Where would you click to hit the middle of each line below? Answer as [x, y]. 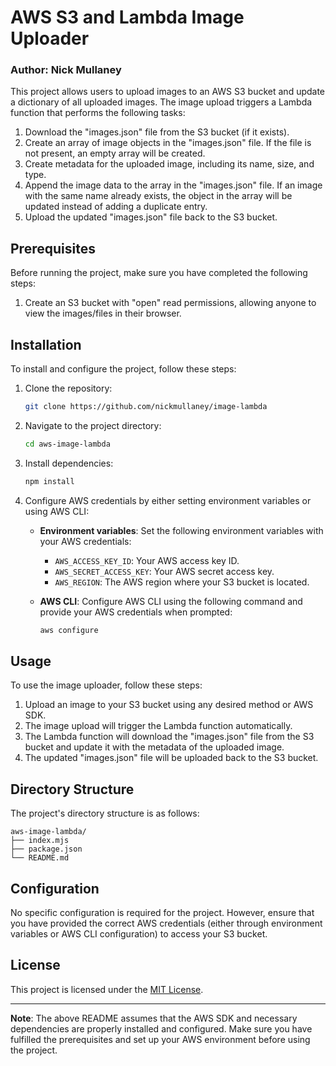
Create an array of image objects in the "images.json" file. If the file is [168, 143]
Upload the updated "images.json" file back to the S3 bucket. [151, 217]
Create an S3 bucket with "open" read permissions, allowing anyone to [170, 303]
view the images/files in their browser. [103, 313]
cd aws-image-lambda [67, 444]
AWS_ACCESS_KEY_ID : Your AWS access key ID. [147, 560]
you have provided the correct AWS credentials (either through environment [166, 923]
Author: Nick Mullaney [66, 70]
